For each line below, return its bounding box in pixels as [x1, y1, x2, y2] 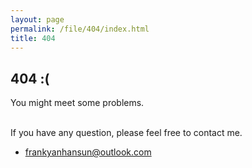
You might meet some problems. [10, 97, 145, 109]
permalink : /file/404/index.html [10, 24, 150, 34]
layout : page [10, 14, 65, 25]
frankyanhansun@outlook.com [24, 146, 152, 158]
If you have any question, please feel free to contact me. [10, 127, 243, 139]
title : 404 [10, 33, 56, 43]
